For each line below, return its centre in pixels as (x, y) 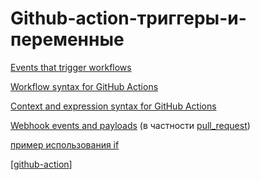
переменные (67, 39)
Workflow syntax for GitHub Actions (84, 86)
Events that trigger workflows (71, 67)
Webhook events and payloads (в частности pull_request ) (130, 125)
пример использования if (65, 144)
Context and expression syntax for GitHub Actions (113, 106)
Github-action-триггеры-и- (128, 18)
